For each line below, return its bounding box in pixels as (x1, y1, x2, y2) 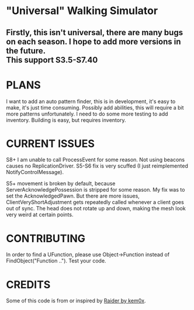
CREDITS (6, 278, 51, 291)
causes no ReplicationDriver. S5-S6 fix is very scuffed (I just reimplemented (6, 162, 188, 169)
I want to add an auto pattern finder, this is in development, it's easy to (6, 98, 176, 105)
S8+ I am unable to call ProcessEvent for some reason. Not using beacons (6, 156, 185, 163)
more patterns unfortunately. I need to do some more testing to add (6, 110, 168, 117)
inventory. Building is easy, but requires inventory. (6, 116, 126, 124)
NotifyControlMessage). (6, 169, 64, 176)
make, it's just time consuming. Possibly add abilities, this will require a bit (6, 104, 184, 111)
